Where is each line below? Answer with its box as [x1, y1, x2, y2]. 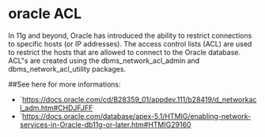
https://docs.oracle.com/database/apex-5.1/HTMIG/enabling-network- [22, 111, 252, 120]
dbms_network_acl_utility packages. [8, 64, 127, 73]
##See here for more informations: [8, 80, 121, 89]
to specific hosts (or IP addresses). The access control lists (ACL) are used [8, 39, 252, 48]
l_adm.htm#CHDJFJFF [19, 103, 93, 113]
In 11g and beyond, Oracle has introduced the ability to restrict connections [8, 31, 252, 40]
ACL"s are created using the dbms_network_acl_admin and [8, 56, 200, 65]
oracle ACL [8, 5, 82, 23]
